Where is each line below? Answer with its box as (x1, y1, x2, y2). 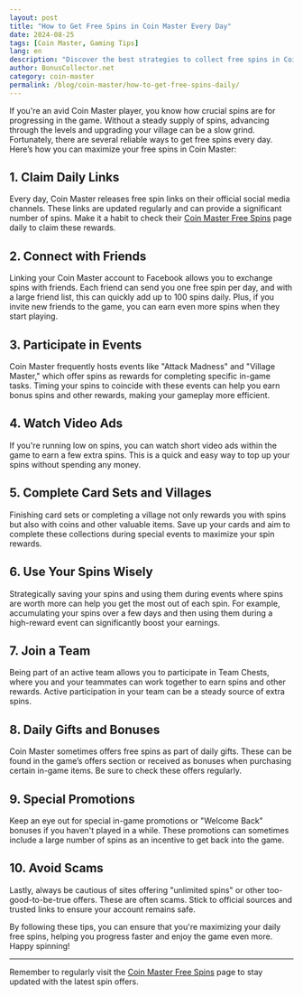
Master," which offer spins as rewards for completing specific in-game (9, 371, 271, 382)
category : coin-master (9, 72, 95, 81)
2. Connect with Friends (9, 248, 147, 264)
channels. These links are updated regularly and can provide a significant (9, 203, 282, 214)
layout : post (9, 13, 59, 23)
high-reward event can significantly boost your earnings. (9, 617, 221, 628)
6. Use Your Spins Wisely (9, 564, 153, 580)
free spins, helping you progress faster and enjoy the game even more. (9, 931, 273, 942)
